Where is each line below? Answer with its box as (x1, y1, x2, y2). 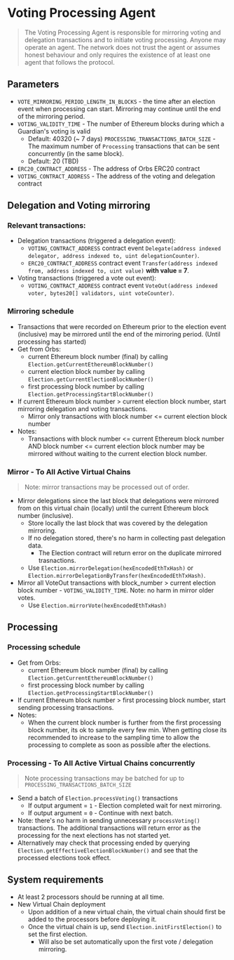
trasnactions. (38, 557, 76, 565)
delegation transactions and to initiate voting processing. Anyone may (24, 35, 226, 44)
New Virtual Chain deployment (17, 900, 106, 908)
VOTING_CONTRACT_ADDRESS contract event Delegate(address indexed (27, 244, 221, 252)
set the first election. (27, 930, 88, 938)
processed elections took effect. (17, 854, 111, 862)
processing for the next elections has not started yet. (17, 831, 171, 840)
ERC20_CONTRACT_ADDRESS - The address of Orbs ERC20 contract (17, 164, 200, 173)
